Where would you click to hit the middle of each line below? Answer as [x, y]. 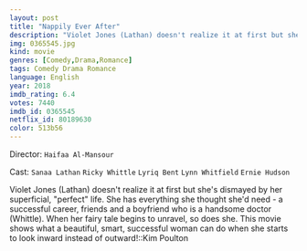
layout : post [34, 18]
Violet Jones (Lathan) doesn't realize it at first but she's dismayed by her [146, 189]
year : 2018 [30, 86]
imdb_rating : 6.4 [42, 94]
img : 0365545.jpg [42, 43]
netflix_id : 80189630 [51, 120]
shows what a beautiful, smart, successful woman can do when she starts [149, 228]
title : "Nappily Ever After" [65, 26]
